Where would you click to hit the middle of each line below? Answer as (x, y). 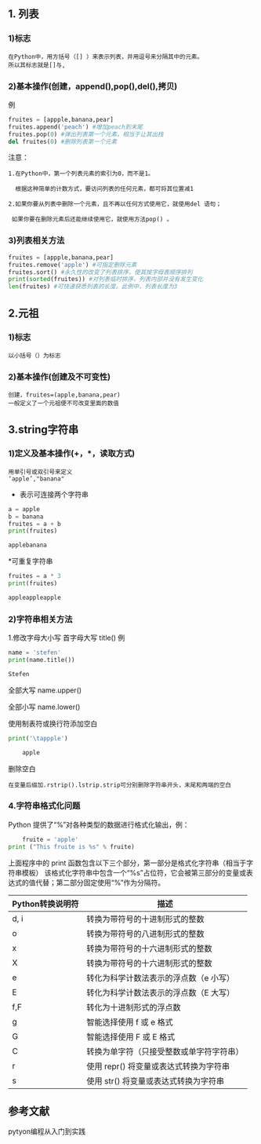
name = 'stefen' (34, 653)
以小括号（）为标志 (34, 356)
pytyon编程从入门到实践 (47, 1131)
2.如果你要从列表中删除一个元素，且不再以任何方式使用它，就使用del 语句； (115, 204)
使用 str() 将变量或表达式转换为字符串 (155, 1080)
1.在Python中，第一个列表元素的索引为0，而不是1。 (81, 174)
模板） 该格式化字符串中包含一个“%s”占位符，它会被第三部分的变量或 (134, 872)
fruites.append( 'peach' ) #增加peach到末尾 (76, 127)
